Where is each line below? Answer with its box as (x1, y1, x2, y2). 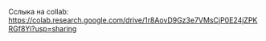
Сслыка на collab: (8, 7, 69, 16)
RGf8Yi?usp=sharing (8, 24, 77, 33)
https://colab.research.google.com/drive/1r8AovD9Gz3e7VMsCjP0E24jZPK (8, 15, 258, 25)
